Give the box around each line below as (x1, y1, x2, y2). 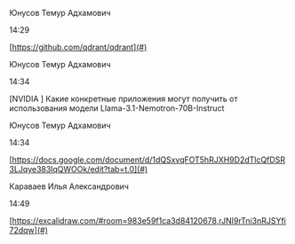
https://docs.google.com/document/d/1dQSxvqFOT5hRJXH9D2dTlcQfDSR (12, 154, 286, 165)
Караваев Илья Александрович (9, 181, 129, 192)
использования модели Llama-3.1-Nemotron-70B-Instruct (9, 103, 225, 114)
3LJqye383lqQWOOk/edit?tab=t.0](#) (9, 164, 148, 174)
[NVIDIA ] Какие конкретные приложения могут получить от (9, 93, 238, 104)
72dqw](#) (9, 225, 49, 235)
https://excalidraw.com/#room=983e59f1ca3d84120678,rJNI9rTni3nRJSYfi (12, 216, 287, 225)
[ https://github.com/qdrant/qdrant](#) (9, 42, 147, 52)
